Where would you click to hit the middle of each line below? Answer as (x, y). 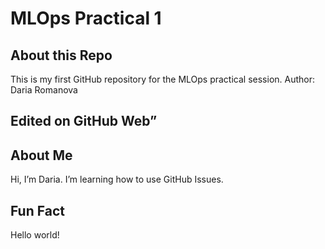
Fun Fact (37, 210)
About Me (41, 155)
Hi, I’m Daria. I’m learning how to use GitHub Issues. (117, 179)
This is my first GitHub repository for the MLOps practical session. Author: (163, 79)
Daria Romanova (44, 90)
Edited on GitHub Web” (84, 121)
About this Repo (61, 55)
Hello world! (35, 235)
